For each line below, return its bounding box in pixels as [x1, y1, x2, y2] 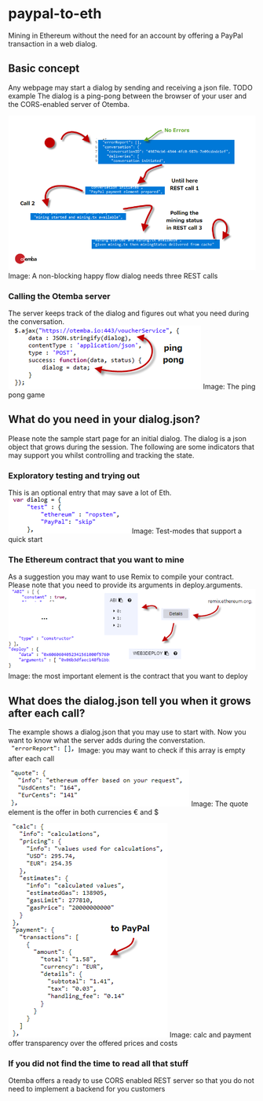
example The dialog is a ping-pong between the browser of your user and [8, 91, 247, 101]
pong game [8, 390, 46, 400]
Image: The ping [203, 382, 256, 392]
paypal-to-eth [8, 5, 102, 23]
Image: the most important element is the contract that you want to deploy [8, 672, 249, 681]
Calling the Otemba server [8, 290, 111, 301]
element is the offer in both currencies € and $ [8, 808, 159, 817]
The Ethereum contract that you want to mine [8, 554, 184, 565]
